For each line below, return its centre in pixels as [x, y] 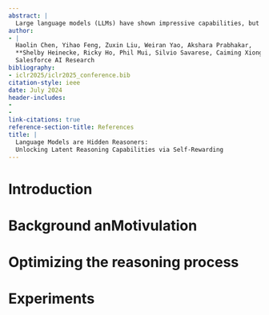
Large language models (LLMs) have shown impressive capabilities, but [138, 23]
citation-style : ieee [44, 82]
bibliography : [32, 68]
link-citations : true [44, 120]
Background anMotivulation [103, 225]
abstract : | [28, 16]
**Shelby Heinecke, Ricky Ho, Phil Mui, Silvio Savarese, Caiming [128, 53]
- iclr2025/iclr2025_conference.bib [69, 75]
